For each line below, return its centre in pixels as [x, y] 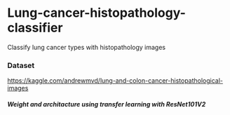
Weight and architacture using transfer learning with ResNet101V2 [107, 104]
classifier [35, 28]
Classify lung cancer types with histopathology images [87, 47]
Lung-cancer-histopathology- [96, 13]
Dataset [21, 65]
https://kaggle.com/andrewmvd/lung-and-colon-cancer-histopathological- [115, 81]
